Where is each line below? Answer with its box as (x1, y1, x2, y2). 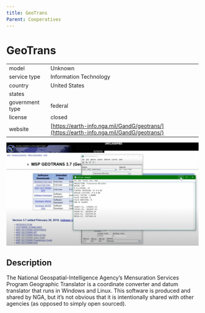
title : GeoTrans (6, 10, 48, 16)
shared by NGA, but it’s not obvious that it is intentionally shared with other (6, 293, 194, 301)
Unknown (50, 65, 75, 72)
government (9, 98, 40, 106)
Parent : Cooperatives (6, 16, 62, 23)
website (9, 125, 29, 133)
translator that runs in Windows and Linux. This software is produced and (6, 287, 191, 294)
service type (9, 73, 41, 81)
